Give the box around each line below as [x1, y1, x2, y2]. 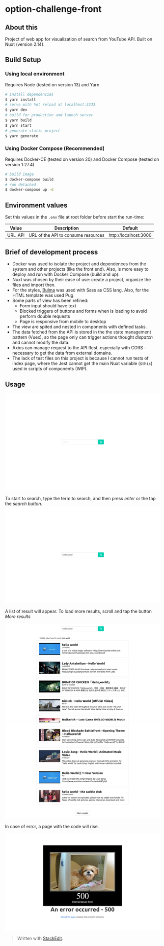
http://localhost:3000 [109, 232, 152, 238]
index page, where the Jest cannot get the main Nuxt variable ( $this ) [12, 361, 153, 366]
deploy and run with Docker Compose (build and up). [12, 271, 120, 277]
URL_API [7, 232, 25, 238]
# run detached [5, 182, 36, 187]
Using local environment [5, 71, 65, 77]
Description [54, 225, 79, 231]
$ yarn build [5, 118, 32, 123]
